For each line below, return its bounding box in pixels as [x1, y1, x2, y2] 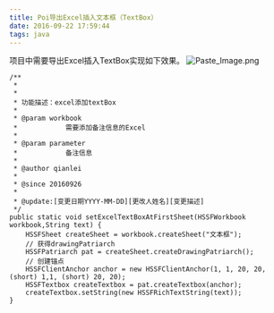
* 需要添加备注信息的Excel [13, 123, 146, 132]
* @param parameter [13, 140, 87, 148]
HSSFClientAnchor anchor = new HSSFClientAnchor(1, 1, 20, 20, [25, 265, 267, 274]
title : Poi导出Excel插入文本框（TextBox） [9, 13, 158, 22]
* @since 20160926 [13, 180, 82, 189]
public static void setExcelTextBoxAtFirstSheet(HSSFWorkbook [9, 213, 246, 222]
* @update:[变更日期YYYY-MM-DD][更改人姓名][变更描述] [13, 198, 204, 207]
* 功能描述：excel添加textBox [13, 98, 116, 107]
